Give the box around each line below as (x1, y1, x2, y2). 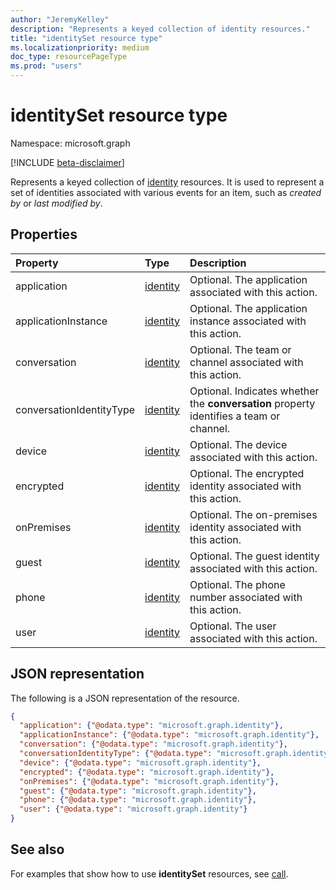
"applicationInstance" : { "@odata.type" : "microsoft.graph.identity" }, (19, 730, 320, 740)
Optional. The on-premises (189, 507, 318, 521)
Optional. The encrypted (189, 466, 305, 480)
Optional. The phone (189, 577, 286, 591)
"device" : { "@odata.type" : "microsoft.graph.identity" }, (19, 757, 262, 768)
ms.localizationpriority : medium (10, 42, 150, 53)
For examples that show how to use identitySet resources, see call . (10, 867, 289, 880)
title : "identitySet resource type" (10, 33, 163, 43)
